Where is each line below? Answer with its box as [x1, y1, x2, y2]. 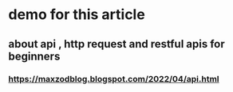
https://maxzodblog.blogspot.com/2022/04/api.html [8, 73, 219, 84]
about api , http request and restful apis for [8, 37, 225, 51]
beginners [8, 49, 61, 63]
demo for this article [8, 6, 145, 24]
